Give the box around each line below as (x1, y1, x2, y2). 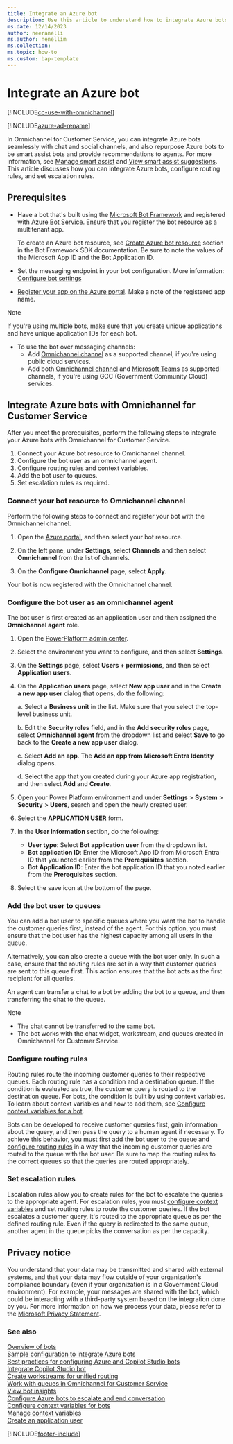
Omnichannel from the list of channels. (17, 553, 130, 562)
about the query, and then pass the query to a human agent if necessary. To (7, 1127, 225, 1136)
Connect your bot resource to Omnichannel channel (7, 496, 186, 506)
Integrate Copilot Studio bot (7, 1364, 87, 1373)
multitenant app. (17, 225, 64, 233)
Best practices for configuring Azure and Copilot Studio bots (7, 1357, 180, 1366)
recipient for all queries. (7, 975, 75, 983)
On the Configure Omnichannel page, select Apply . (17, 566, 167, 575)
